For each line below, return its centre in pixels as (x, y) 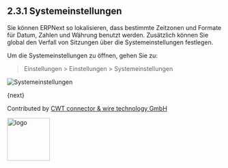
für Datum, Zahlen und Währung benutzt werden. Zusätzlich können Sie (108, 35)
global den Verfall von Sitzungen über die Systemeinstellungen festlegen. (110, 42)
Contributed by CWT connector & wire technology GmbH (87, 108)
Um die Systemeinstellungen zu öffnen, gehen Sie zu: (83, 55)
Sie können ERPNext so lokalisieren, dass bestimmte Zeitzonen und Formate (114, 27)
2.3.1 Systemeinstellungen (65, 11)
